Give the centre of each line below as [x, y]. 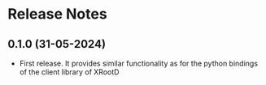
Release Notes [57, 14]
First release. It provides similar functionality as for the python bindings [138, 63]
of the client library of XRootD [69, 72]
